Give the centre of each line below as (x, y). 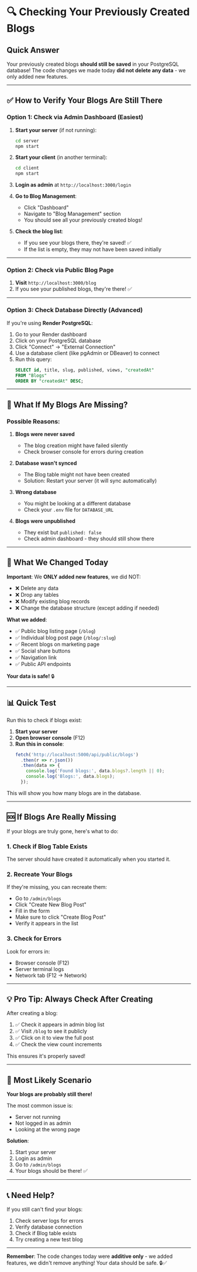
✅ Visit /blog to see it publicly (51, 1031)
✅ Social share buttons (43, 651)
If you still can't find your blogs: (45, 1209)
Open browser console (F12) (50, 738)
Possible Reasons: (33, 421)
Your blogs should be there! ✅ (51, 1171)
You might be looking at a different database (77, 503)
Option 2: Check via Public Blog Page (60, 270)
